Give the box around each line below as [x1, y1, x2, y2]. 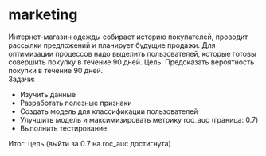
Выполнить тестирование [19, 123, 108, 133]
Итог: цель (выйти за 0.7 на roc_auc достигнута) [8, 138, 171, 148]
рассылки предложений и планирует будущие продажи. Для [8, 40, 217, 49]
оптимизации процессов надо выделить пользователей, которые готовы [8, 49, 256, 58]
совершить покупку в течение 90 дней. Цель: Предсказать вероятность [8, 57, 255, 67]
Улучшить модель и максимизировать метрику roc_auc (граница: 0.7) [19, 115, 259, 124]
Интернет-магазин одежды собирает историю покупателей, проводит [8, 32, 248, 41]
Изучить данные [19, 89, 76, 99]
